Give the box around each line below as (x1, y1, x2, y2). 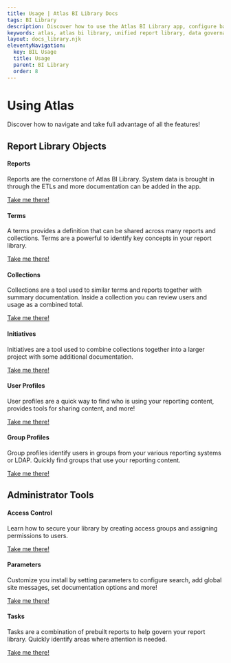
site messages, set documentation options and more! (7, 583, 158, 591)
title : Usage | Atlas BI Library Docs (7, 10, 118, 17)
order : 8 (13, 68, 38, 75)
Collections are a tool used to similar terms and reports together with (7, 286, 202, 294)
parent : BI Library (13, 61, 69, 68)
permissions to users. (7, 531, 69, 540)
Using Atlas (7, 97, 74, 113)
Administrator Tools (7, 489, 94, 501)
